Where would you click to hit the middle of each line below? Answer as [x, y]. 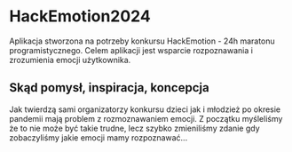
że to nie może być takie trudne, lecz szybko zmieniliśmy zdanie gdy [134, 128]
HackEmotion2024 [80, 16]
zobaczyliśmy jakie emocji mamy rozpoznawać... [99, 137]
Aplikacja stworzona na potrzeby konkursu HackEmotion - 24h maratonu [142, 41]
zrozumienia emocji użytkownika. [70, 60]
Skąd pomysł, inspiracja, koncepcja [110, 88]
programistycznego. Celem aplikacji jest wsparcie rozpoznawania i [131, 50]
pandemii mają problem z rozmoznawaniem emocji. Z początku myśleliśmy [146, 118]
